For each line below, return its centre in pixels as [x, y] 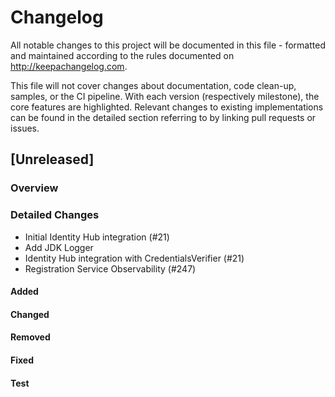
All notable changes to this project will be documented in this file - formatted [168, 45]
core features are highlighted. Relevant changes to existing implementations [167, 107]
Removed [30, 337]
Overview [34, 188]
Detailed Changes [55, 215]
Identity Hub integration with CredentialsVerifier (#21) [134, 258]
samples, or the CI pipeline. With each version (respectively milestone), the [165, 96]
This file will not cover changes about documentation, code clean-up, [153, 85]
